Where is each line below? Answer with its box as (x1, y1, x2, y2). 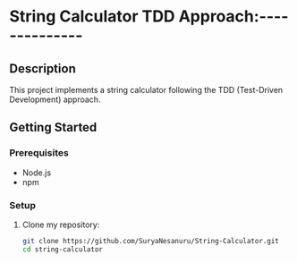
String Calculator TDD (9, 6, 176, 27)
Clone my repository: (21, 219, 100, 230)
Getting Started (9, 120, 98, 135)
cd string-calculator (21, 244, 103, 254)
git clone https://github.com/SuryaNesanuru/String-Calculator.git (21, 236, 279, 245)
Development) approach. (9, 94, 101, 105)
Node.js (21, 167, 52, 178)
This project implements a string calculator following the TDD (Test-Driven (9, 85, 284, 95)
